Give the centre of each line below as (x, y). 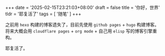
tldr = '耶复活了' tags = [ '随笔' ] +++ (43, 14)
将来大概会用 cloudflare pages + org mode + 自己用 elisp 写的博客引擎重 (81, 31)
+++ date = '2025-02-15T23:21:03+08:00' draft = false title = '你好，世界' (82, 7)
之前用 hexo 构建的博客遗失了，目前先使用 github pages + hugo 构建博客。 (82, 25)
